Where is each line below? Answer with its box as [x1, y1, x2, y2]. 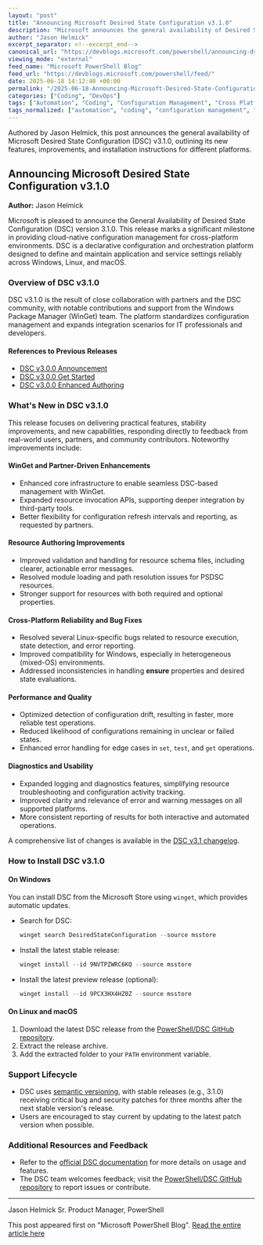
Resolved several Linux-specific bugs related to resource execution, [19, 633, 240, 643]
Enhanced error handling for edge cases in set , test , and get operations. [19, 743, 255, 752]
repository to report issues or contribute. [19, 1183, 151, 1192]
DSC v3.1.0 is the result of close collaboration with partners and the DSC [8, 295, 241, 305]
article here [8, 1229, 45, 1238]
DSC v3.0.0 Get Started [19, 372, 95, 382]
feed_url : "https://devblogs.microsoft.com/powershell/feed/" [8, 70, 215, 78]
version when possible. [19, 1120, 95, 1130]
